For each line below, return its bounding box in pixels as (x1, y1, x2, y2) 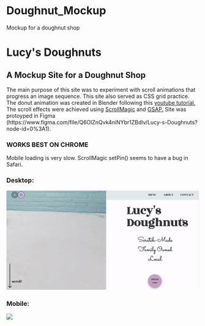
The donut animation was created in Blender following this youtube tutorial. (6, 99, 196, 106)
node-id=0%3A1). (6, 125, 51, 132)
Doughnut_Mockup (6, 4, 106, 18)
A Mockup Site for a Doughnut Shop (6, 70, 146, 80)
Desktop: (6, 176, 34, 184)
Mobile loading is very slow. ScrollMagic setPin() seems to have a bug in (6, 154, 188, 162)
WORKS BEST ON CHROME (6, 140, 89, 149)
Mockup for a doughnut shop (6, 24, 80, 31)
